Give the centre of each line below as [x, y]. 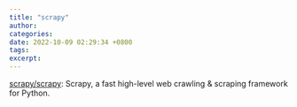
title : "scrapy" [39, 17]
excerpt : [25, 58]
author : [23, 26]
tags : [19, 50]
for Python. [30, 93]
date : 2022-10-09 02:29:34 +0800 [71, 42]
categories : [31, 34]
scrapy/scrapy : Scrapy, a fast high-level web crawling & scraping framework [148, 84]
